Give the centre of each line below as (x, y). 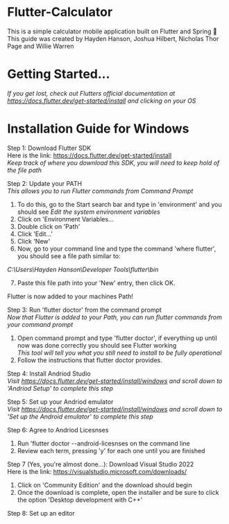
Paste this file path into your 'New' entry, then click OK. (96, 282)
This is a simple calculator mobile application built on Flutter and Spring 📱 (112, 31)
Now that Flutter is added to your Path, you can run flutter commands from (114, 317)
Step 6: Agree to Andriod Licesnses (58, 430)
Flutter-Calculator (60, 12)
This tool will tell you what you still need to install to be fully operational (119, 353)
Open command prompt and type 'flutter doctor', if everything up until (117, 338)
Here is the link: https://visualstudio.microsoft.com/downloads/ (97, 471)
